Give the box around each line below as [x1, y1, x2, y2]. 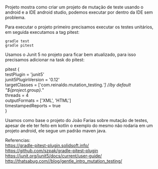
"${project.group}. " [5, 87, 44, 93]
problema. [5, 15, 26, 20]
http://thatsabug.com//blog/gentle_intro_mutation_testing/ [5, 158, 123, 164]
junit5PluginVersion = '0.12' [5, 77, 60, 82]
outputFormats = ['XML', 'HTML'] [5, 97, 71, 103]
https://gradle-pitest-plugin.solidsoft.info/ [5, 143, 89, 148]
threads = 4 [5, 93, 29, 98]
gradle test [5, 39, 29, 44]
